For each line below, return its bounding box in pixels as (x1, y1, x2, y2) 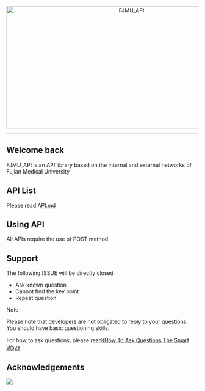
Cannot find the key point (15, 288, 79, 295)
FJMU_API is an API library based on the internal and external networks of (6, 161, 192, 169)
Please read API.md (6, 202, 56, 209)
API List (6, 186, 37, 196)
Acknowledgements (6, 362, 85, 372)
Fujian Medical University (6, 167, 70, 175)
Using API (6, 219, 45, 230)
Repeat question (15, 294, 57, 302)
